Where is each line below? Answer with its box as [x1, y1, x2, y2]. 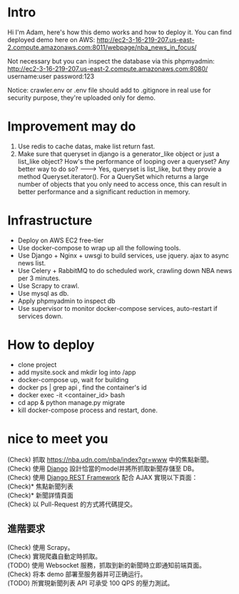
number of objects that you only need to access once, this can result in [17, 180, 227, 188]
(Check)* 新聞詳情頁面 [7, 491, 73, 499]
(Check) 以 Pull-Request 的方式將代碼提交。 [7, 500, 137, 508]
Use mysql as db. [17, 289, 69, 297]
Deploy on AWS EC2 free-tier [17, 236, 104, 245]
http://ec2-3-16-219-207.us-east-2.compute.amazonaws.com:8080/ [7, 64, 208, 73]
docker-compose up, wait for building [17, 375, 129, 384]
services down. [17, 312, 63, 320]
